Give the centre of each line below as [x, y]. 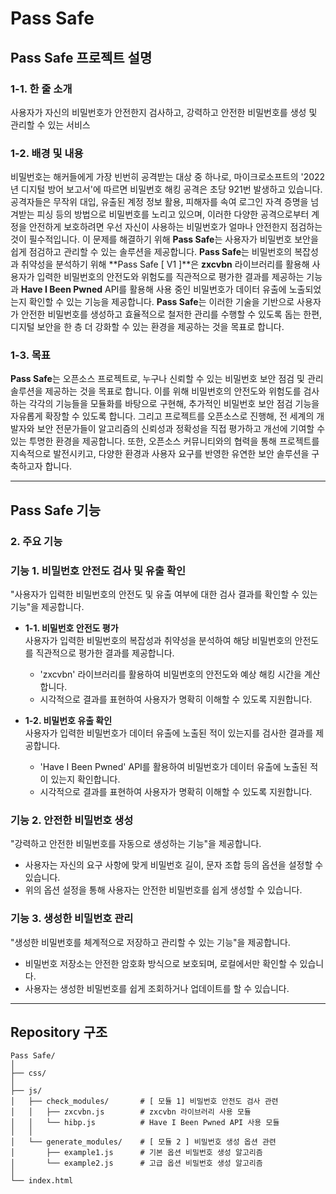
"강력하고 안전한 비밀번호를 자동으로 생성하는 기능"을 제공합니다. [136, 844]
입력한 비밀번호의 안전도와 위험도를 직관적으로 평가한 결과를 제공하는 [170, 277]
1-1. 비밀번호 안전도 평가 [71, 628]
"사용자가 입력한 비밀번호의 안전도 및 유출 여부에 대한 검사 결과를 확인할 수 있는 [164, 594]
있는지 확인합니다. [85, 779]
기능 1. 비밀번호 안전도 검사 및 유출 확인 [98, 570]
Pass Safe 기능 [55, 510]
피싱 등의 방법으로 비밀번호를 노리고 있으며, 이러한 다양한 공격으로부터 [173, 214]
